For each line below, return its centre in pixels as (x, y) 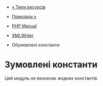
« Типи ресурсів (29, 7)
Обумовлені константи (36, 45)
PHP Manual (24, 26)
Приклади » (24, 16)
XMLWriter (23, 35)
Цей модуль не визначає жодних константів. (51, 78)
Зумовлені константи (51, 65)
